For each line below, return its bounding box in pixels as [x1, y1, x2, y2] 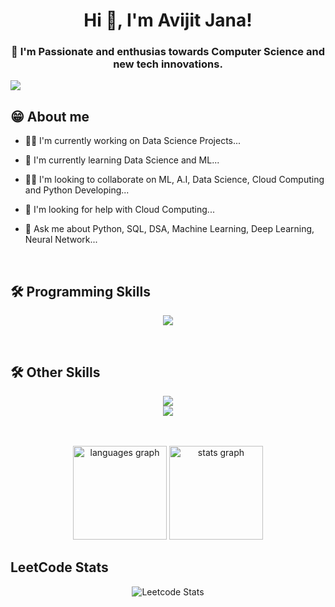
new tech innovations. [113, 57, 223, 71]
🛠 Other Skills [10, 364, 101, 381]
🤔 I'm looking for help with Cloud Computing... [24, 204, 215, 216]
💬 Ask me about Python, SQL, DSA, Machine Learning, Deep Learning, [24, 223, 315, 235]
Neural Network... [24, 234, 98, 246]
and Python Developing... [24, 184, 130, 196]
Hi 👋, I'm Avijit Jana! [83, 9, 253, 32]
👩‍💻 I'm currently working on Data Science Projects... [24, 135, 242, 147]
